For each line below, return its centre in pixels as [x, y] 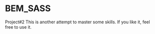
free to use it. [18, 27]
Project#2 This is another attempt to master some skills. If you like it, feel [77, 22]
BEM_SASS [28, 8]
